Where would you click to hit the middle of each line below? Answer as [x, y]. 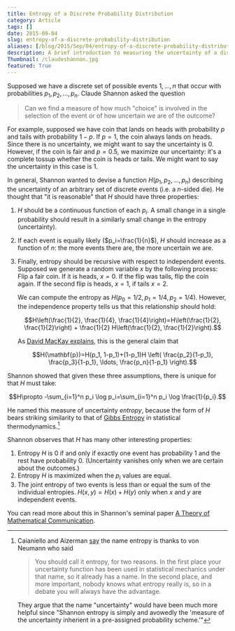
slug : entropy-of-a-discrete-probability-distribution [89, 40]
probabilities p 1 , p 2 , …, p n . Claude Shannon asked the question [96, 94]
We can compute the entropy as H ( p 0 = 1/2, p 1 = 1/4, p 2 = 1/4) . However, [122, 298]
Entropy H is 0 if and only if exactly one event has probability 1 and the [119, 453]
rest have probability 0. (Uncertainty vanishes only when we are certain [120, 461]
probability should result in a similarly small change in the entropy [112, 220]
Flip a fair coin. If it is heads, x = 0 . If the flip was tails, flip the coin [113, 277]
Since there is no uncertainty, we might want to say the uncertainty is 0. [111, 144]
